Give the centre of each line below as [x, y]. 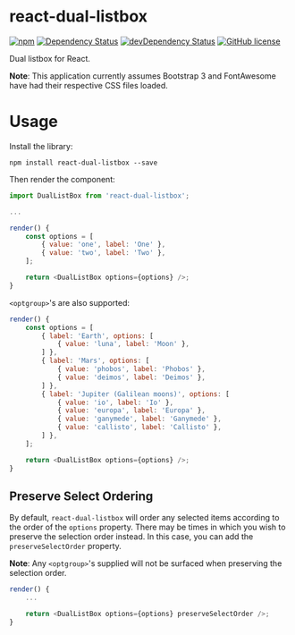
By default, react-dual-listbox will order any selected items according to [144, 518]
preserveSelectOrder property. [66, 546]
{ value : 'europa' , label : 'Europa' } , [131, 411]
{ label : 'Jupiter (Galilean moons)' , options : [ [135, 394]
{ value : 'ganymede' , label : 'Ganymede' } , [139, 419]
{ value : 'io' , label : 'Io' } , [115, 402]
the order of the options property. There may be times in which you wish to [147, 527]
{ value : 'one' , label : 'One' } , [104, 245]
